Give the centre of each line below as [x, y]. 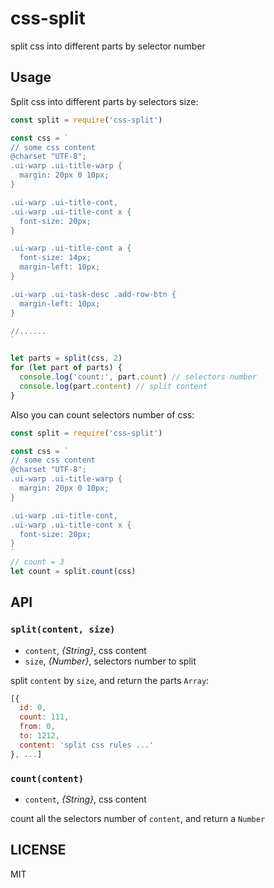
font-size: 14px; [55, 258]
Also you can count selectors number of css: [102, 414]
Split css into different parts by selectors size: [104, 101]
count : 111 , [44, 717]
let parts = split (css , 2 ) [66, 358]
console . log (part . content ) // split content [113, 386]
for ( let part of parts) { [66, 368]
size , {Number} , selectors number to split [110, 661]
